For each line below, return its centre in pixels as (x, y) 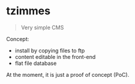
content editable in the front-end (55, 57)
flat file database (36, 63)
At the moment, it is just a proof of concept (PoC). (68, 74)
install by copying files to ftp (50, 50)
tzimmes (28, 11)
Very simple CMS (42, 27)
